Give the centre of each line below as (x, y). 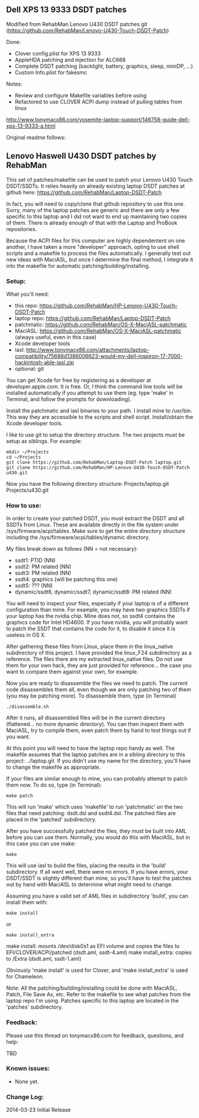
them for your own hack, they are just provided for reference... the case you (99, 665)
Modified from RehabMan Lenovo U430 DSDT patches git (77, 24)
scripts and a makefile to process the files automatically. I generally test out (99, 253)
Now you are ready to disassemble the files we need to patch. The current (97, 683)
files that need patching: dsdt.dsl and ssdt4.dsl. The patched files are (91, 813)
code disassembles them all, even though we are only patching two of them (99, 690)
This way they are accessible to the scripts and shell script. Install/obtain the (100, 417)
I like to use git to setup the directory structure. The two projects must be (96, 435)
